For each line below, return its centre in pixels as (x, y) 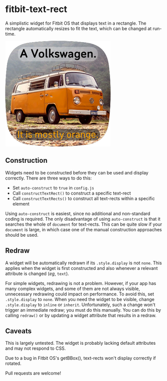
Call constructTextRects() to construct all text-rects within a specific (83, 198)
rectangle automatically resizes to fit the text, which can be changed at (78, 28)
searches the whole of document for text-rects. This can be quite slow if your (84, 224)
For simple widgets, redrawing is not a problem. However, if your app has (81, 283)
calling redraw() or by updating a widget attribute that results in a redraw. (81, 315)
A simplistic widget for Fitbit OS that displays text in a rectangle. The (76, 23)
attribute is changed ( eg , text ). (37, 273)
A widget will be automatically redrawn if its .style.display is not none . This (83, 263)
